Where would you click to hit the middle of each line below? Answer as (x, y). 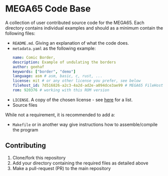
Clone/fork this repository (39, 157)
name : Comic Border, (34, 57)
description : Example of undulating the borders (64, 62)
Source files (25, 105)
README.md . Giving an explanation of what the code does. (71, 43)
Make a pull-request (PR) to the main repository (62, 168)
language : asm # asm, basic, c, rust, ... (57, 76)
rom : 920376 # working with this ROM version (61, 90)
